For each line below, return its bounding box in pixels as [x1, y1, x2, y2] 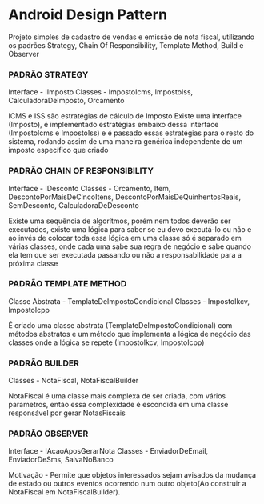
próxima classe [8, 258, 58, 268]
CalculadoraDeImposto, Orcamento [8, 96, 125, 106]
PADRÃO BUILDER [8, 358, 80, 369]
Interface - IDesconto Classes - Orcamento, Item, [8, 183, 171, 193]
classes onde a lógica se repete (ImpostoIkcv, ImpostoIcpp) [8, 338, 205, 347]
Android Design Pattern [8, 6, 168, 24]
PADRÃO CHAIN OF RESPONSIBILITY [8, 166, 154, 177]
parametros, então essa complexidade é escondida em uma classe [8, 400, 229, 410]
